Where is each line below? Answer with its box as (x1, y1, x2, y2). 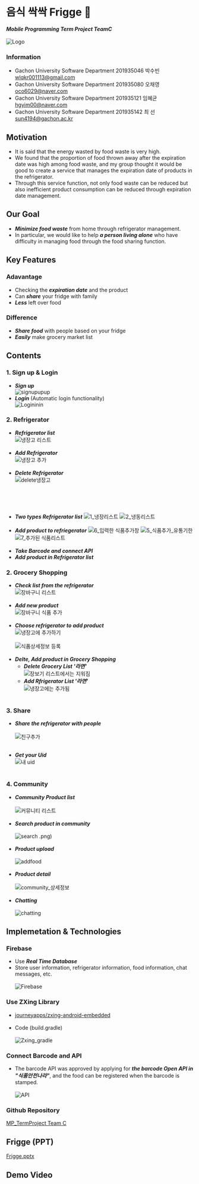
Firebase (6, 945, 32, 953)
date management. (14, 192, 61, 200)
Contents (6, 351, 42, 361)
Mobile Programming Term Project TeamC (6, 25, 112, 33)
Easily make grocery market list (14, 333, 93, 340)
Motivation (6, 132, 48, 143)
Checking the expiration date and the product (14, 286, 128, 293)
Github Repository (6, 1106, 61, 1114)
